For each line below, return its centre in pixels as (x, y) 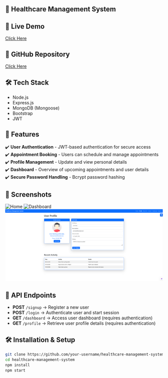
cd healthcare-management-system (40, 359)
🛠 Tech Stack (27, 83)
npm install (17, 365)
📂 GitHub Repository (37, 54)
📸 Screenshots (28, 195)
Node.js (20, 97)
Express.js (23, 102)
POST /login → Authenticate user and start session (65, 313)
